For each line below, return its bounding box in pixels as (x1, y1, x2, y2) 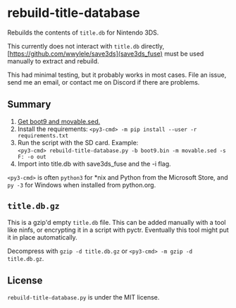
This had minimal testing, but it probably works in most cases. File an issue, (7, 70, 227, 79)
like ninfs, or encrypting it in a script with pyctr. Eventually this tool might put (7, 226, 229, 234)
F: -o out (17, 153, 47, 160)
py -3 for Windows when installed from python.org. (7, 180, 156, 189)
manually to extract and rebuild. (7, 56, 100, 65)
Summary (7, 99, 51, 111)
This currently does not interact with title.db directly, (7, 42, 165, 50)
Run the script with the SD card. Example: (17, 138, 139, 147)
